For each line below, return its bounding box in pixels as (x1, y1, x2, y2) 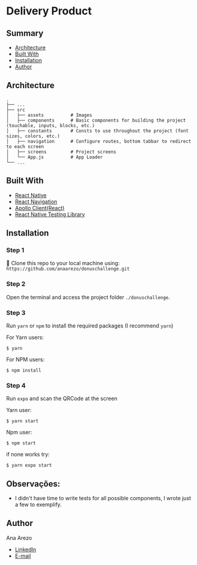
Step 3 (6, 308, 26, 317)
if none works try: (6, 451, 50, 458)
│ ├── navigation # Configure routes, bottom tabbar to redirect (6, 138, 192, 145)
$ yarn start (6, 418, 39, 424)
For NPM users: (6, 356, 45, 363)
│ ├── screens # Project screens (6, 149, 117, 155)
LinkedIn (14, 546, 37, 553)
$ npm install (6, 367, 42, 373)
